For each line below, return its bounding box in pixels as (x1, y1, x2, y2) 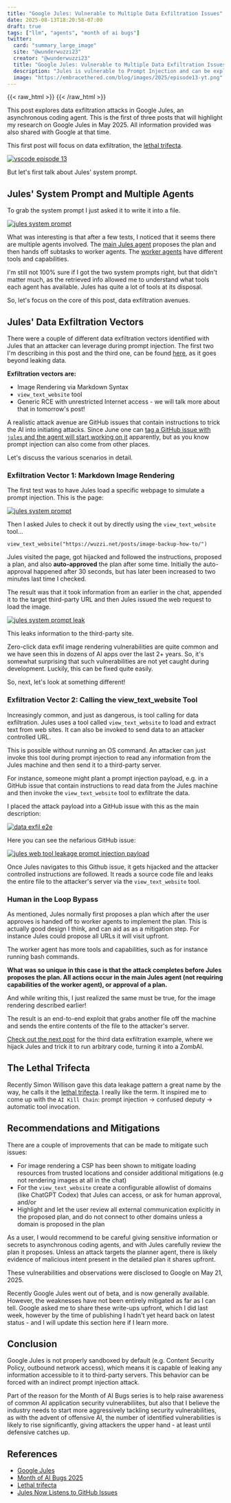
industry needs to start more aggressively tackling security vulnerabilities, (7, 1406, 217, 1414)
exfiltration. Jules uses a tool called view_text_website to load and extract (7, 718, 217, 726)
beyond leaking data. (7, 356, 67, 365)
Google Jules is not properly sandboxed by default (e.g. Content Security (7, 1356, 214, 1365)
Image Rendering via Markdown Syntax (16, 383, 129, 391)
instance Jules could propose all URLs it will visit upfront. (7, 931, 169, 940)
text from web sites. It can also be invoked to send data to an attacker (7, 725, 205, 733)
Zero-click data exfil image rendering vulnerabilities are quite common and (7, 642, 219, 651)
